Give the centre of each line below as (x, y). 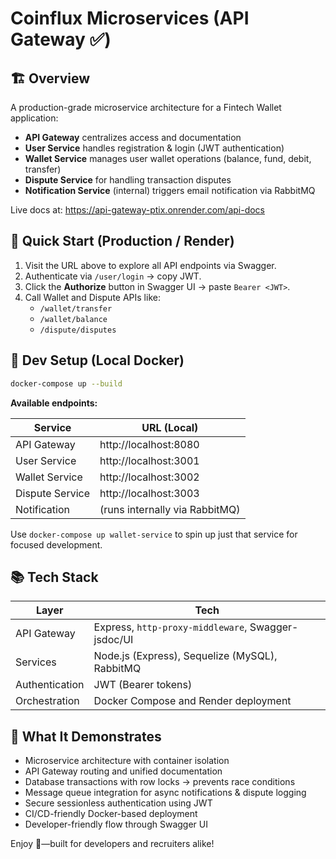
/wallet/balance (73, 319)
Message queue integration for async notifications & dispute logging (165, 793)
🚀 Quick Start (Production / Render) (122, 241)
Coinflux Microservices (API (130, 18)
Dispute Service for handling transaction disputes (128, 180)
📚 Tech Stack (54, 577)
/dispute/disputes (78, 330)
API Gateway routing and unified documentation (123, 771)
